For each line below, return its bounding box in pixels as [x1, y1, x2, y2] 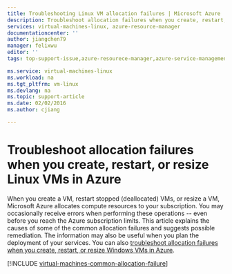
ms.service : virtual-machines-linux [7, 67, 113, 75]
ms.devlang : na [7, 87, 51, 94]
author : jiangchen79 [7, 36, 67, 43]
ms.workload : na [7, 74, 54, 81]
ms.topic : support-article [7, 93, 85, 100]
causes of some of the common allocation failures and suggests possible [7, 223, 215, 232]
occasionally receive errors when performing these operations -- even [7, 209, 208, 217]
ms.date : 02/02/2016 [7, 100, 67, 107]
